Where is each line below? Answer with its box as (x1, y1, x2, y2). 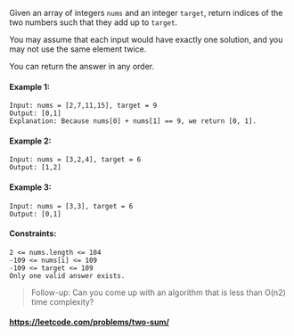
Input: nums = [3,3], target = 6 (9, 201, 134, 210)
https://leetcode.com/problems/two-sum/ (9, 316, 169, 328)
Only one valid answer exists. (9, 271, 126, 280)
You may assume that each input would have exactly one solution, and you (9, 35, 283, 45)
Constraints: (9, 228, 57, 239)
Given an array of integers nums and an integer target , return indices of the (9, 8, 283, 18)
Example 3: (9, 182, 52, 193)
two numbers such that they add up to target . (9, 17, 178, 28)
